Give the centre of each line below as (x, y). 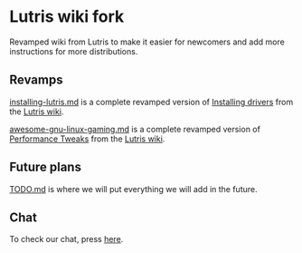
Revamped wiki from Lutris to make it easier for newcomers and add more (147, 42)
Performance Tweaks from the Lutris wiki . (87, 139)
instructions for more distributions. (74, 51)
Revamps (36, 80)
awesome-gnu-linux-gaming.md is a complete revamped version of (135, 129)
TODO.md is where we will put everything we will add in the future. (133, 189)
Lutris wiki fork (67, 17)
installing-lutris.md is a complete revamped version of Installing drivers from (151, 102)
